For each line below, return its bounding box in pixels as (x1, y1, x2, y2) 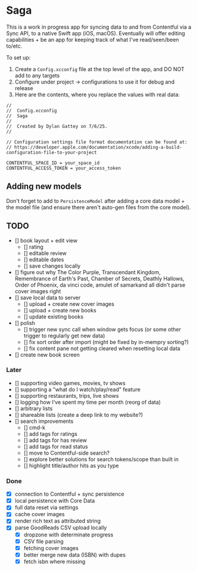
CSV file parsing (23, 538, 64, 545)
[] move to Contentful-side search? (23, 449, 110, 456)
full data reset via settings (14, 504, 79, 511)
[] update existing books (23, 313, 84, 320)
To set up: (6, 54, 31, 61)
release (14, 84, 34, 91)
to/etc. (6, 42, 23, 50)
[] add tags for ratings (23, 430, 77, 437)
